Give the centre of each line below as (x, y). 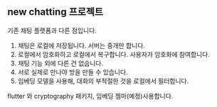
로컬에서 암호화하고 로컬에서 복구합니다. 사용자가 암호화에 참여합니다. (113, 54)
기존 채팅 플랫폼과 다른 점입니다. (52, 30)
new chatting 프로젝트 (55, 12)
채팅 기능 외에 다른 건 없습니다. (60, 63)
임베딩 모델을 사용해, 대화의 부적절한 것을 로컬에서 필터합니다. (103, 81)
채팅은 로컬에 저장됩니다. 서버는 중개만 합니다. (81, 45)
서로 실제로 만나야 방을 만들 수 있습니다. (73, 72)
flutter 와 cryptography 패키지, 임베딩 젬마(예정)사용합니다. (90, 96)
